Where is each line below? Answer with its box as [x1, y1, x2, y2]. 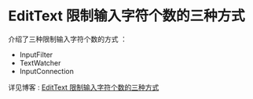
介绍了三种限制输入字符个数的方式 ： [8, 34, 127, 44]
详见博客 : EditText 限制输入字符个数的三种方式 [8, 83, 159, 92]
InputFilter [19, 50, 53, 59]
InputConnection [19, 66, 75, 76]
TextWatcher [19, 58, 61, 67]
